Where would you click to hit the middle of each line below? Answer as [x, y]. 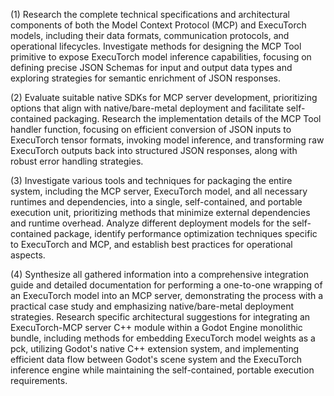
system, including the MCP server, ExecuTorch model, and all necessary [159, 191]
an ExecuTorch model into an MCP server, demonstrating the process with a [167, 295]
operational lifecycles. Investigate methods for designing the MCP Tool [156, 46]
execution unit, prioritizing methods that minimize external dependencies [160, 212]
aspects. [28, 255]
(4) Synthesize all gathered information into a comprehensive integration [159, 274]
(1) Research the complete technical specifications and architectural [150, 14]
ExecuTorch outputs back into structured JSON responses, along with [154, 150]
